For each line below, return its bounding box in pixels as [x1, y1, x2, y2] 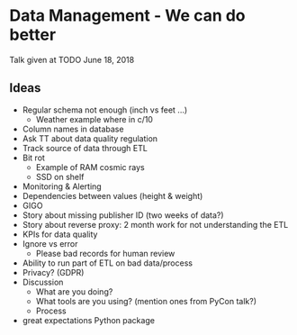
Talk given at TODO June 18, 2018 [9, 54, 135, 65]
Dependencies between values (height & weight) [22, 190, 203, 201]
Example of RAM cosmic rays [35, 161, 146, 172]
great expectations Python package [22, 314, 156, 325]
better [9, 24, 57, 45]
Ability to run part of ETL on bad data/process [22, 258, 193, 268]
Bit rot [22, 152, 45, 163]
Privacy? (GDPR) [22, 267, 85, 277]
